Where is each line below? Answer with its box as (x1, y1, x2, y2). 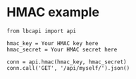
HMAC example (6, 4, 100, 20)
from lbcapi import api (6, 28, 77, 35)
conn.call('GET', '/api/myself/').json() (6, 64, 130, 71)
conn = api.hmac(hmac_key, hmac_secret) (6, 58, 128, 66)
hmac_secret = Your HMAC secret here (6, 46, 118, 53)
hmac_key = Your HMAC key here (6, 39, 99, 47)
